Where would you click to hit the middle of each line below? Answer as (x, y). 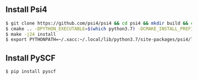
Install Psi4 (27, 10)
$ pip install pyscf (31, 72)
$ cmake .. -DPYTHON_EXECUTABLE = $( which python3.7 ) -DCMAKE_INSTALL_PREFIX (101, 29)
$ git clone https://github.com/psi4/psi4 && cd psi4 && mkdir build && (97, 23)
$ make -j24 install (31, 34)
